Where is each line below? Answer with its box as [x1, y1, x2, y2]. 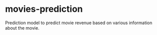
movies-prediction [5, 3, 83, 15]
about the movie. [5, 25, 39, 31]
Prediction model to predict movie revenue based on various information [5, 20, 153, 26]
